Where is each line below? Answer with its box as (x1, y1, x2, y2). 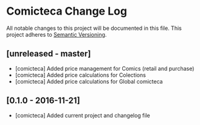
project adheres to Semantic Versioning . (6, 30, 107, 38)
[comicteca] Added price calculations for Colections (15, 71, 146, 79)
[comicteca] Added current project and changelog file (15, 112, 150, 119)
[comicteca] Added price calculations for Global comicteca (15, 77, 163, 85)
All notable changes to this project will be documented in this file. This (6, 24, 182, 32)
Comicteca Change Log (6, 4, 128, 18)
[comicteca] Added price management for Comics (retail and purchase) (15, 65, 195, 72)
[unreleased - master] (6, 49, 91, 59)
